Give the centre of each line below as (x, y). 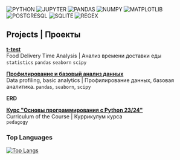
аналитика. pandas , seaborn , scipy (49, 86)
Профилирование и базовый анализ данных (65, 74)
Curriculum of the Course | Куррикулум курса (64, 116)
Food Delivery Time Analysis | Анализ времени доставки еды (84, 56)
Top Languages (30, 137)
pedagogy (17, 122)
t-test (14, 49)
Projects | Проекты (43, 35)
